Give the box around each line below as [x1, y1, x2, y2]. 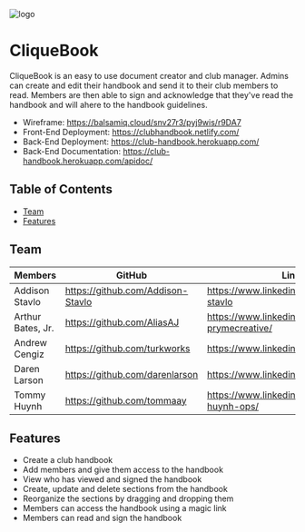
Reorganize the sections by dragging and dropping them [22, 493, 234, 504]
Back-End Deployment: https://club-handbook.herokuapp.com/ [22, 136, 260, 147]
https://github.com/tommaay [64, 394, 188, 407]
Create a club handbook [22, 455, 113, 466]
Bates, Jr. [14, 321, 54, 334]
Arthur [14, 310, 42, 322]
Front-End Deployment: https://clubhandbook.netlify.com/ [22, 126, 240, 137]
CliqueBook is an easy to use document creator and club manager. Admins [9, 70, 289, 81]
